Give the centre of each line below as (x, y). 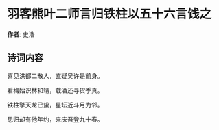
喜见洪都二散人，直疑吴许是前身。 (55, 75)
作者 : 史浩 (21, 34)
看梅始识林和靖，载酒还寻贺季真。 (55, 90)
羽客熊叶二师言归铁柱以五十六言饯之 (109, 14)
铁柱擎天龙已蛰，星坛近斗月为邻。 (55, 105)
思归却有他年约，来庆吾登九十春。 (55, 119)
